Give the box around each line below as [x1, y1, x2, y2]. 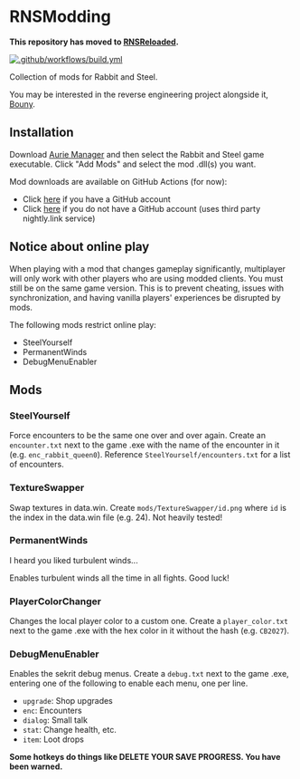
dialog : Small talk [22, 715, 89, 726]
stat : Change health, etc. [22, 725, 117, 736]
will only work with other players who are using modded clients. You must [9, 273, 284, 284]
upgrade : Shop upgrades [22, 696, 113, 707]
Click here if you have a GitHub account [22, 193, 172, 205]
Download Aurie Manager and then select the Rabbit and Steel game [9, 149, 265, 159]
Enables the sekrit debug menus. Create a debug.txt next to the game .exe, [9, 668, 289, 679]
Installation [9, 125, 74, 140]
